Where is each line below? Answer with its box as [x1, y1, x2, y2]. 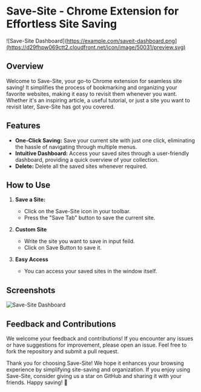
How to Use [6, 180, 51, 190]
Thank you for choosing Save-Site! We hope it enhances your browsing [6, 359, 185, 367]
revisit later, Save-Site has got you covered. [6, 103, 115, 110]
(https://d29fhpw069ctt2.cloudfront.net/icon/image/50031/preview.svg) [6, 44, 186, 51]
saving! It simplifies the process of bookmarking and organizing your [6, 84, 177, 91]
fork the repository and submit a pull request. [6, 348, 119, 355]
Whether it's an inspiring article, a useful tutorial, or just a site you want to [6, 96, 191, 104]
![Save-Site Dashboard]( [6, 37, 67, 44]
